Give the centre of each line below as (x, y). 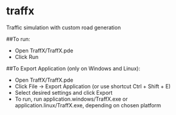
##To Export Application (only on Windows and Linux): (73, 68)
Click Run (27, 57)
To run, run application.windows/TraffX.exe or (71, 99)
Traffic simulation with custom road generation (64, 27)
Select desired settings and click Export (64, 92)
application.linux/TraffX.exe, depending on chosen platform (88, 105)
